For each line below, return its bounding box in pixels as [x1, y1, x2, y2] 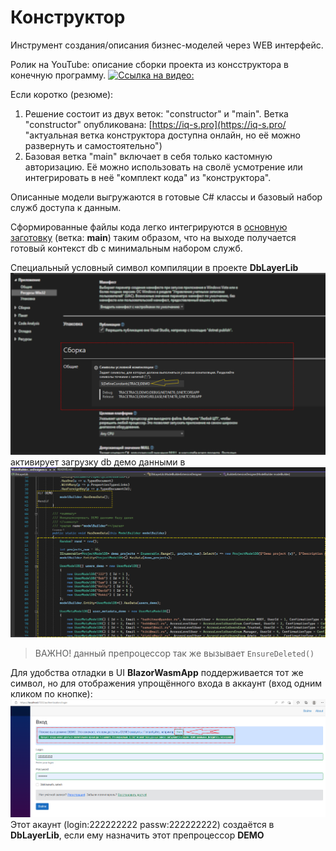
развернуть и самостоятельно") [24, 139, 163, 151]
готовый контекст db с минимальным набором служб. [10, 242, 243, 254]
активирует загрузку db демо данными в [10, 456, 186, 468]
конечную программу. [10, 69, 107, 81]
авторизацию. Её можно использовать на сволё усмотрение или [24, 161, 303, 173]
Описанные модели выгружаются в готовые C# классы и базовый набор [10, 191, 323, 203]
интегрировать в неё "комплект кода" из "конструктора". [24, 171, 272, 183]
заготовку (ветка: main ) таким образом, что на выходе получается [10, 231, 297, 243]
